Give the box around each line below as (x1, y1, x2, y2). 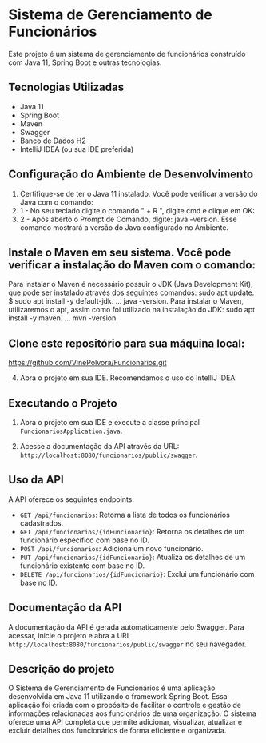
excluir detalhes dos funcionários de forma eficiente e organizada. (8, 725, 227, 736)
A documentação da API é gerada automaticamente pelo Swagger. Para (8, 622, 245, 632)
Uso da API (8, 473, 64, 487)
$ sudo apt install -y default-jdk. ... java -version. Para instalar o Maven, (8, 296, 244, 306)
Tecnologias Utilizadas (8, 81, 125, 94)
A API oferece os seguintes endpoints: (8, 494, 134, 504)
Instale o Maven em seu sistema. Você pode (8, 245, 232, 259)
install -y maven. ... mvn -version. (8, 313, 118, 323)
